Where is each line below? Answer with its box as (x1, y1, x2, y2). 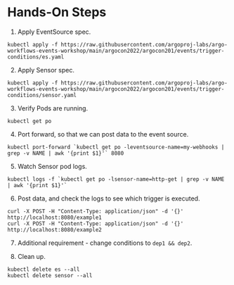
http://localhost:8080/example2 (7, 226, 102, 233)
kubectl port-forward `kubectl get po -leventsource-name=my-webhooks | (7, 144, 225, 151)
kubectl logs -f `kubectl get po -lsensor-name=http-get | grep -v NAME (7, 175, 225, 183)
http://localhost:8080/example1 (7, 214, 102, 221)
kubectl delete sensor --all (7, 272, 93, 279)
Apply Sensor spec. (17, 65, 75, 74)
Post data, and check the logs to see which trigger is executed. (17, 194, 200, 203)
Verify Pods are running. (17, 103, 89, 113)
